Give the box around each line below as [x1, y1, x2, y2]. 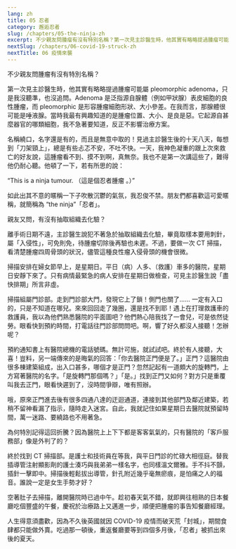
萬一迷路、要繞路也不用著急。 [19, 412, 106, 421]
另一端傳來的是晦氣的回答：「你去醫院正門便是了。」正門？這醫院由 [37, 353, 229, 362]
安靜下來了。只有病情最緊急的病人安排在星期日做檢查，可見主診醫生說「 [13, 271, 223, 279]
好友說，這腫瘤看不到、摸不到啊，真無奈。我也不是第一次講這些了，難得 [19, 152, 229, 160]
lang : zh [7, 10, 33, 18]
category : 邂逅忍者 [7, 23, 60, 30]
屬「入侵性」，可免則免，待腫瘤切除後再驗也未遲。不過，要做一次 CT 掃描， [7, 239, 226, 247]
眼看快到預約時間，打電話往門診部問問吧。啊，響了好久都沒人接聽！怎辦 [19, 321, 229, 329]
